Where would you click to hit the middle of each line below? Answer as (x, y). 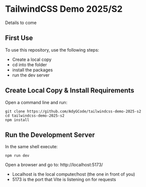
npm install (17, 120)
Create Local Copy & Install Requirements (70, 91)
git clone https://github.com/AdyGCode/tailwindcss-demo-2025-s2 (73, 111)
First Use (19, 38)
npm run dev (17, 156)
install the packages (32, 70)
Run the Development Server (50, 135)
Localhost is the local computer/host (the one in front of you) (74, 174)
